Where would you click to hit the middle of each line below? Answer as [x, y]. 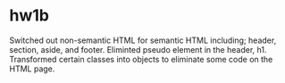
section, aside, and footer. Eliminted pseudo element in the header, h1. [138, 49]
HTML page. [32, 69]
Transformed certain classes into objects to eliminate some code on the [141, 59]
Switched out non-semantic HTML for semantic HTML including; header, [143, 40]
